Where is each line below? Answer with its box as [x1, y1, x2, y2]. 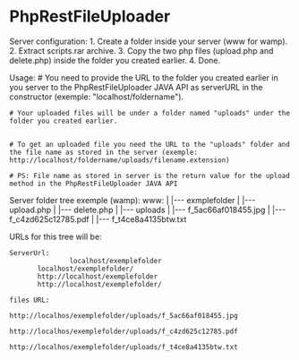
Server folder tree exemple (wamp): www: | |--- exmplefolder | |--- [9, 194, 256, 205]
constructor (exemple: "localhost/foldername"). [9, 91, 184, 102]
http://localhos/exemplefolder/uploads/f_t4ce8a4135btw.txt [9, 342, 239, 351]
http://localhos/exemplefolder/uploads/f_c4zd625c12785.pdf [9, 327, 239, 336]
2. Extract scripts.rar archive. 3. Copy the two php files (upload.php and [9, 45, 274, 56]
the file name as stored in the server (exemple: [9, 148, 199, 157]
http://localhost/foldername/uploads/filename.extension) [9, 155, 230, 165]
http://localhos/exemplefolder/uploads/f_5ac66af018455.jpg [9, 311, 239, 320]
